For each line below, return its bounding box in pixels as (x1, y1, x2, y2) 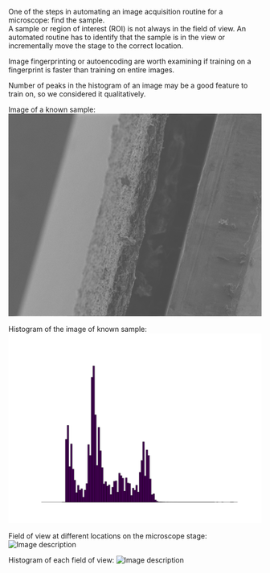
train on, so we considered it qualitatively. (8, 89, 146, 99)
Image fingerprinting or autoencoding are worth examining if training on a (8, 56, 252, 66)
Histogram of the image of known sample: (8, 325, 147, 334)
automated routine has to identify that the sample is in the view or (8, 32, 226, 42)
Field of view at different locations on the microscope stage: (8, 531, 207, 541)
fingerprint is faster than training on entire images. (8, 65, 175, 75)
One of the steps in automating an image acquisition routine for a (8, 7, 223, 16)
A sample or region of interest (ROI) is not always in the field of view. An (8, 24, 247, 33)
